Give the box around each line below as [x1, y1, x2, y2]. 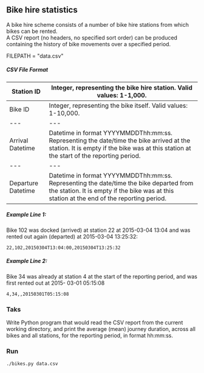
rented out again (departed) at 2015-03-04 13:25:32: [6, 232, 138, 240]
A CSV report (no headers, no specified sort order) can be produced [6, 33, 178, 41]
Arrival [9, 136, 29, 145]
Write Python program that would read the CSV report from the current [6, 319, 183, 326]
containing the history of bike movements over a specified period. [6, 40, 171, 47]
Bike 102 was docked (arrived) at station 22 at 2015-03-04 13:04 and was [6, 226, 191, 234]
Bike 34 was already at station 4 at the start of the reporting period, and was [6, 273, 197, 280]
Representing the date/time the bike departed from [49, 179, 194, 187]
